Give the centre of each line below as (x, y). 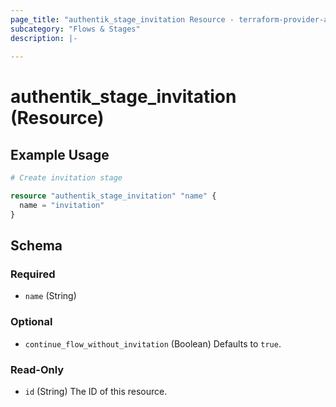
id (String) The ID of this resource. (96, 392)
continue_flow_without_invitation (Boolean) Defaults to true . (153, 343)
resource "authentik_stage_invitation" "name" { (113, 196)
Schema (36, 246)
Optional (31, 322)
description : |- (44, 38)
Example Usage (60, 154)
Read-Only (37, 369)
